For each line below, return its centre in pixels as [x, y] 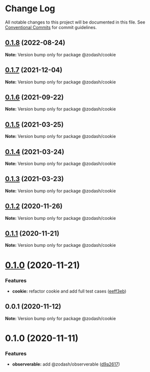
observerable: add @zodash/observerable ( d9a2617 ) [66, 364]
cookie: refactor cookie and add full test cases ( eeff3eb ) [69, 291]
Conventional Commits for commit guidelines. [51, 27]
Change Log [30, 9]
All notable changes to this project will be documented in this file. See [75, 22]
